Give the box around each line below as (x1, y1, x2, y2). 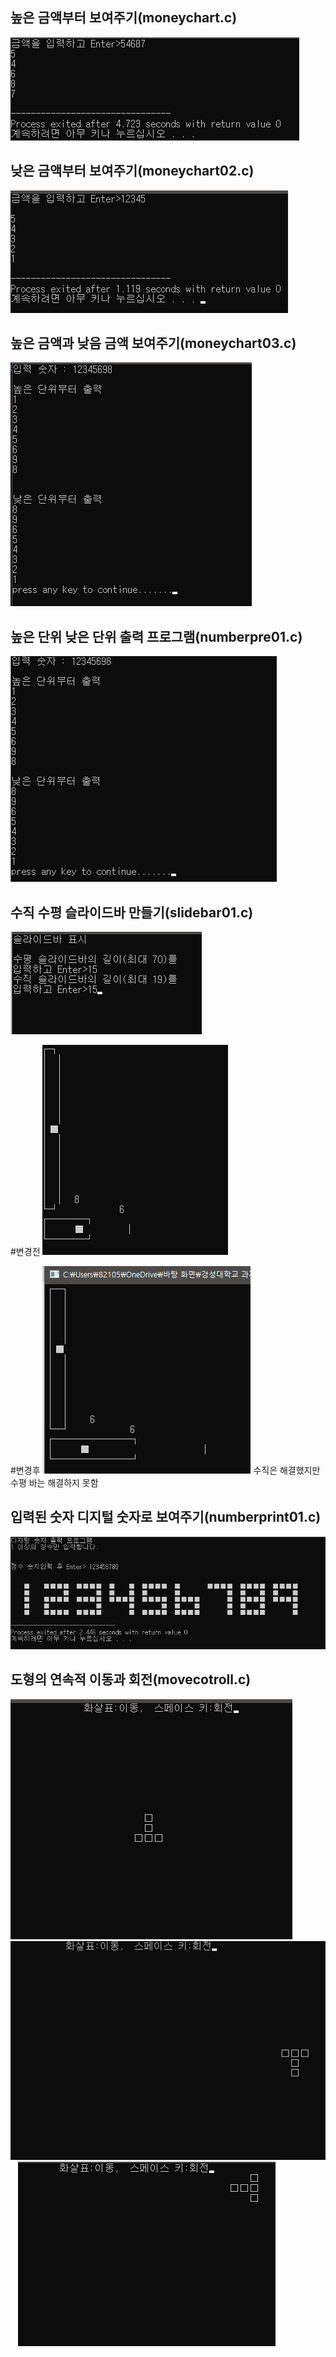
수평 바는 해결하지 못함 (10, 1477, 99, 1489)
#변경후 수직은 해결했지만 (10, 1464, 321, 1477)
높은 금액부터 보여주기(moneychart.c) (10, 9, 238, 27)
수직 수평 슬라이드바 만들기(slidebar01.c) (10, 904, 254, 921)
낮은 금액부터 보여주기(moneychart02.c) (10, 163, 255, 180)
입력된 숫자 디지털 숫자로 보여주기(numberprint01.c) (10, 1509, 322, 1526)
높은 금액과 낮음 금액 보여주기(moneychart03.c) (10, 335, 297, 352)
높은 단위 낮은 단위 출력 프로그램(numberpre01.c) (10, 628, 303, 645)
